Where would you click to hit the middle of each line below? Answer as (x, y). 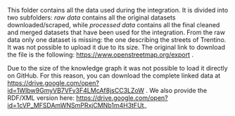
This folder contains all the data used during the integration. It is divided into (118, 10)
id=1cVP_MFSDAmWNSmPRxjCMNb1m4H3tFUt (76, 105)
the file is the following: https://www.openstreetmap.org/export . (100, 55)
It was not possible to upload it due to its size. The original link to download (116, 47)
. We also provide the (176, 90)
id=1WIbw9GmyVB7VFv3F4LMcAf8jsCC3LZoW (76, 90)
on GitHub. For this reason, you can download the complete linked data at (114, 75)
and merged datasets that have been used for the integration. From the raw (116, 32)
